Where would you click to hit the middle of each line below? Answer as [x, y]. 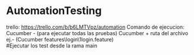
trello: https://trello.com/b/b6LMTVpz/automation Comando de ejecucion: [95, 27]
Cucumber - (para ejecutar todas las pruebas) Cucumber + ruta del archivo [97, 33]
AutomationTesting [54, 11]
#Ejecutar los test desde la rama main [52, 46]
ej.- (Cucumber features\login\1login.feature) [60, 39]
